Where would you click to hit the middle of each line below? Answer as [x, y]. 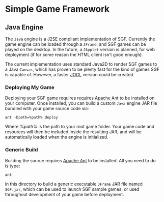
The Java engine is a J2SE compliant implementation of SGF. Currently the [80, 39]
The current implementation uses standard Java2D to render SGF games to [81, 64]
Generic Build [22, 150]
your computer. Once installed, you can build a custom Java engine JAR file [81, 103]
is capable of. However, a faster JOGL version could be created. [70, 74]
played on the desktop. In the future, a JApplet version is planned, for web [80, 49]
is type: [13, 166]
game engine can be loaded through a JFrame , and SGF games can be [76, 44]
